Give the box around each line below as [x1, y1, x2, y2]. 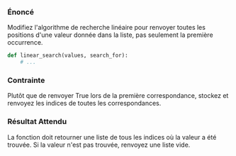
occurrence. [7, 38, 43, 47]
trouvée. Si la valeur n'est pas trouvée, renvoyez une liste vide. [7, 140, 191, 149]
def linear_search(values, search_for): [7, 52, 129, 60]
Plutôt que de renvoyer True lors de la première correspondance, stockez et [7, 91, 229, 100]
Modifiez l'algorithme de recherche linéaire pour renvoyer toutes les [7, 23, 206, 32]
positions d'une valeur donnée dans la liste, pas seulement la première [7, 30, 214, 39]
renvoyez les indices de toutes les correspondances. [7, 99, 162, 108]
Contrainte [7, 75, 45, 85]
